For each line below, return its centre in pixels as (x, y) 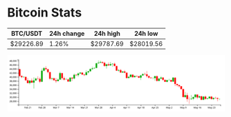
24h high (107, 34)
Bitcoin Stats (45, 13)
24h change (67, 34)
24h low (146, 34)
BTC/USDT (27, 34)
